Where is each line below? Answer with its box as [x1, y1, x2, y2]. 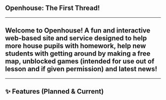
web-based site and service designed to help [5, 34, 147, 42]
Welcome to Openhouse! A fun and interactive [5, 27, 151, 35]
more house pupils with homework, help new [5, 42, 146, 50]
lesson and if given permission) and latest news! [5, 65, 158, 73]
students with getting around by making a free [5, 49, 151, 58]
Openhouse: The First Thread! [5, 4, 100, 12]
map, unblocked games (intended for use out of [5, 57, 155, 66]
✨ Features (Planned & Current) [5, 87, 104, 96]
